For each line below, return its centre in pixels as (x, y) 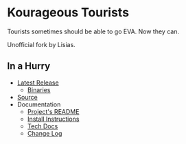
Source (27, 97)
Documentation (39, 104)
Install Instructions (53, 119)
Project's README (53, 111)
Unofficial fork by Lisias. (41, 44)
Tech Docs (43, 126)
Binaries (39, 89)
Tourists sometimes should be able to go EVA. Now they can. (93, 31)
